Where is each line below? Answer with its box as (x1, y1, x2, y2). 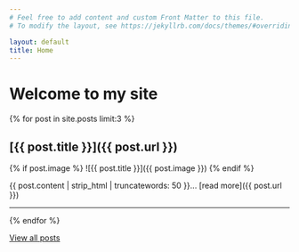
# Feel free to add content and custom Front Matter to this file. (9, 12, 265, 22)
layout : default (9, 37, 69, 46)
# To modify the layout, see (9, 21, 117, 30)
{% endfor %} (9, 215, 61, 225)
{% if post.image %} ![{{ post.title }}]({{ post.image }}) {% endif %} (9, 163, 255, 174)
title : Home (9, 45, 53, 54)
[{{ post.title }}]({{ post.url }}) (9, 139, 178, 154)
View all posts (9, 232, 61, 243)
